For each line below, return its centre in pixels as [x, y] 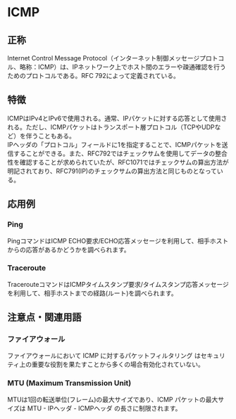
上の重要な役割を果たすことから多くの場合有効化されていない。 [112, 365]
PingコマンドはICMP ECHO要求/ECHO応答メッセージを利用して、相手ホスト [118, 240]
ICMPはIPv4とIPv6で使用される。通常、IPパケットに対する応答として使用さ [117, 118]
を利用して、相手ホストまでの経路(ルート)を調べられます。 [92, 293]
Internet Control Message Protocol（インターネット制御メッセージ [104, 58]
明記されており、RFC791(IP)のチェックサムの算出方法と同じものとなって [112, 171]
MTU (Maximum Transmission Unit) [69, 383]
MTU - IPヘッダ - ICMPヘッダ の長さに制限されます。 [104, 408]
